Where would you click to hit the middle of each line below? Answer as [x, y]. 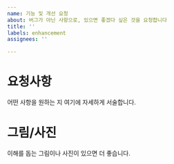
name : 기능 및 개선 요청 [38, 13]
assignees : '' [28, 39]
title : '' [21, 26]
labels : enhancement [37, 33]
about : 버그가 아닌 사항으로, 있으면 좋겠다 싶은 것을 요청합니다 [87, 20]
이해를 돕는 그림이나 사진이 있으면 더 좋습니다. [69, 153]
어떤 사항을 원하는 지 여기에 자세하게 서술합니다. [72, 102]
